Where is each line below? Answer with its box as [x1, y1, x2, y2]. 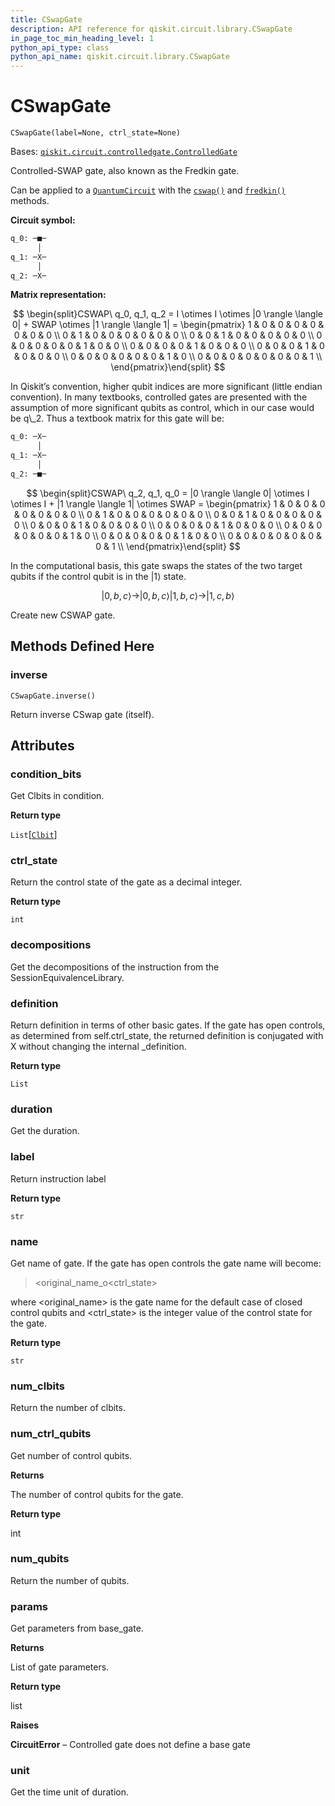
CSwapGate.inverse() [10, 691, 97, 701]
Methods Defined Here [10, 638, 155, 655]
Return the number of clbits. [10, 1402, 126, 1414]
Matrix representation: [10, 289, 107, 301]
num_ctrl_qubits [10, 1427, 92, 1441]
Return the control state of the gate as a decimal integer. [10, 876, 243, 888]
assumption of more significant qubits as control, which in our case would [10, 402, 315, 414]
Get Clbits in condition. [10, 790, 105, 802]
